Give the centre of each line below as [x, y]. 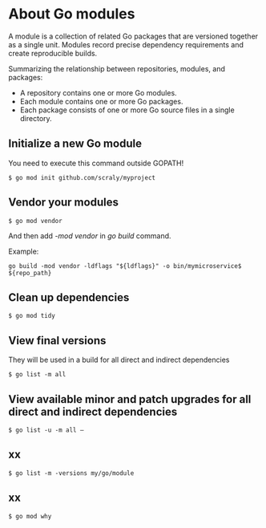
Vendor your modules [63, 203]
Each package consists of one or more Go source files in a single [127, 110]
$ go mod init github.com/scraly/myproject [82, 177]
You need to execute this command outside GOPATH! [96, 163]
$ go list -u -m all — [46, 430]
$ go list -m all [37, 375]
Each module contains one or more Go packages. [101, 101]
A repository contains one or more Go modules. [99, 92]
